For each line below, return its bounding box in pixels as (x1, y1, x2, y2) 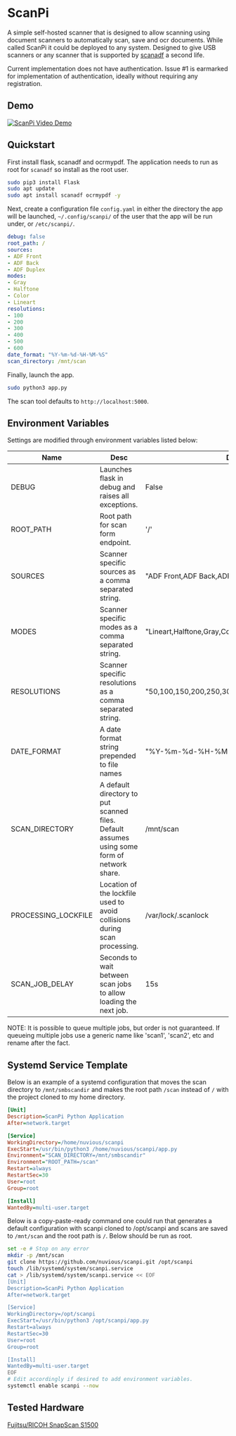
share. (99, 869, 121, 878)
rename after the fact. (7, 1038, 70, 1048)
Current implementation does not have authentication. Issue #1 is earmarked (7, 64, 228, 73)
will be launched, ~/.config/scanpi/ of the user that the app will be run (7, 212, 213, 221)
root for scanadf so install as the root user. (7, 165, 129, 173)
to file (99, 760, 119, 770)
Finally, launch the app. (7, 370, 74, 379)
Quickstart (7, 139, 55, 151)
